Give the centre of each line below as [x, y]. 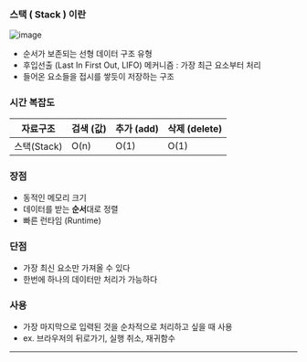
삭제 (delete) [195, 128]
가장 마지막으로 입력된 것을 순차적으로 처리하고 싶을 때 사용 [127, 327]
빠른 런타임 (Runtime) [62, 220]
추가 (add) [138, 128]
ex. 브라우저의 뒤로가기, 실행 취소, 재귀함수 [99, 338]
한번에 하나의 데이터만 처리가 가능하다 [90, 280]
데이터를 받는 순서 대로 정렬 [70, 208]
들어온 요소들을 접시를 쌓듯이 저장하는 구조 [99, 77]
